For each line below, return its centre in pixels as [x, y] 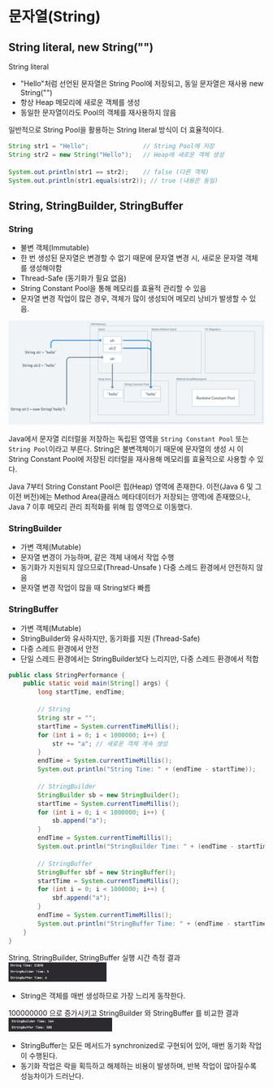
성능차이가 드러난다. [52, 1076]
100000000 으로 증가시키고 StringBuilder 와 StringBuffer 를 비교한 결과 [124, 1012]
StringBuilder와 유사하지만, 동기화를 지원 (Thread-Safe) [110, 638]
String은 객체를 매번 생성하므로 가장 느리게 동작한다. [103, 995]
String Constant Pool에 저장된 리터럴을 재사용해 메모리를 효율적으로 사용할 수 [132, 459]
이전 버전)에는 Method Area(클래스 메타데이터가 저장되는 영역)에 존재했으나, [130, 496]
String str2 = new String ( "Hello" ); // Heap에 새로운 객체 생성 [117, 154]
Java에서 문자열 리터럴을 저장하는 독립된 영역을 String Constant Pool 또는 [129, 438]
